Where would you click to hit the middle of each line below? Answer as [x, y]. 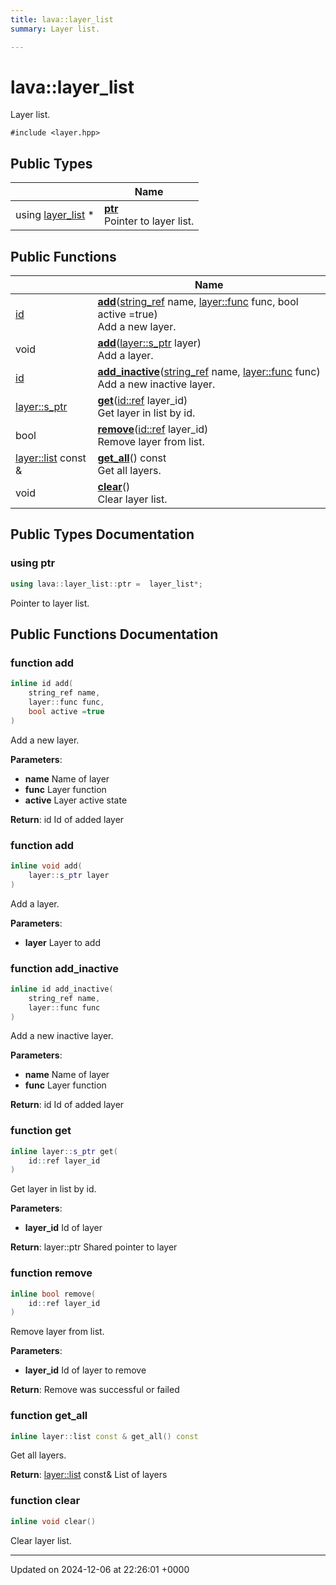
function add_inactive [64, 968]
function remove [51, 1273]
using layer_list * [55, 215]
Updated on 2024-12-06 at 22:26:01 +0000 [100, 1569]
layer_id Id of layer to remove [85, 1370]
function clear [45, 1501]
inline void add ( [46, 866]
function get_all [49, 1416]
